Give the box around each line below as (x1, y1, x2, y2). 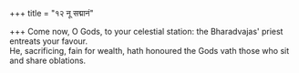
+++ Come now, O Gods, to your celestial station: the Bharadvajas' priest (9, 26, 284, 36)
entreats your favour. (9, 36, 88, 47)
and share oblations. (9, 55, 87, 66)
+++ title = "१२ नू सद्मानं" (9, 8, 94, 18)
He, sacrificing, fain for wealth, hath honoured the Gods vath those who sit (9, 46, 290, 56)
